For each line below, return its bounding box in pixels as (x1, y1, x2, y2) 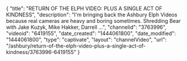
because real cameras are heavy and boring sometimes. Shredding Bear (6, 18, 181, 24)
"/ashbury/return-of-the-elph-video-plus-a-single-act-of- (6, 42, 146, 49)
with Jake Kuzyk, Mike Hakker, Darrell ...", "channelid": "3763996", (6, 23, 167, 30)
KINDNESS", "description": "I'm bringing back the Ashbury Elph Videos (6, 11, 178, 18)
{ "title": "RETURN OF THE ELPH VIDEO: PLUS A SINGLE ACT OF (6, 5, 162, 12)
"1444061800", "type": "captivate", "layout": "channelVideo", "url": (6, 36, 167, 43)
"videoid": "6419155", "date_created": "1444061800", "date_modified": (6, 30, 176, 37)
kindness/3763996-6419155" (6, 49, 76, 55)
